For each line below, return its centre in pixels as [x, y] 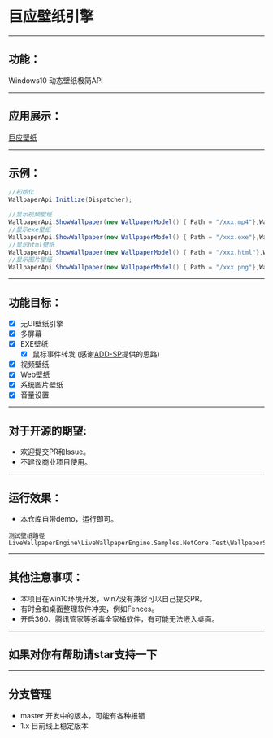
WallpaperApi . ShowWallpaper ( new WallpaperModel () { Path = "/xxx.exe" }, [134, 237]
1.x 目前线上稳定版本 [54, 726]
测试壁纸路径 [27, 536]
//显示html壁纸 [32, 245]
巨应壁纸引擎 [52, 17]
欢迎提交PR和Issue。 [55, 452]
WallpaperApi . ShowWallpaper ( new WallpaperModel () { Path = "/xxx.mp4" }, [134, 222]
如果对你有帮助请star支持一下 [83, 655]
